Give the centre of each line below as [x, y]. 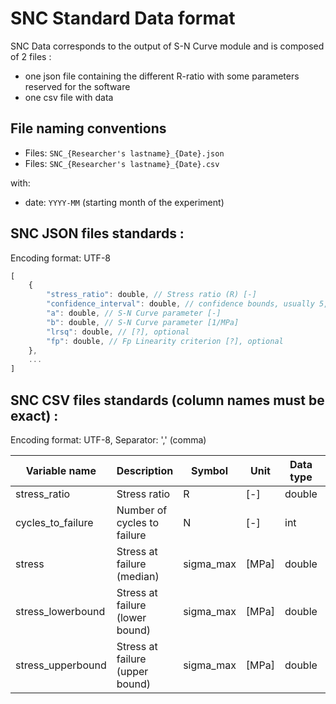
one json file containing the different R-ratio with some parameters [162, 76]
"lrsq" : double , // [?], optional [118, 332]
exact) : [34, 415]
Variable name [61, 470]
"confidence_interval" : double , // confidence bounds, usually [180, 304]
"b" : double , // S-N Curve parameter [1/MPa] [143, 322]
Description [145, 470]
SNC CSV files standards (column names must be [167, 400]
